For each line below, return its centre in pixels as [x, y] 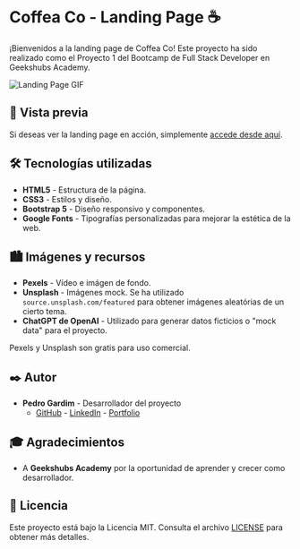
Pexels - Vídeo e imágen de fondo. [86, 283]
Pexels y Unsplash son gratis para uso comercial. [100, 348]
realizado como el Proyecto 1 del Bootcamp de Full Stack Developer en [140, 57]
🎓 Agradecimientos [67, 442]
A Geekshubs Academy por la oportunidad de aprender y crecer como [154, 468]
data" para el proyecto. [64, 330]
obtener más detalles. [49, 536]
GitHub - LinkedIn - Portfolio [88, 413]
